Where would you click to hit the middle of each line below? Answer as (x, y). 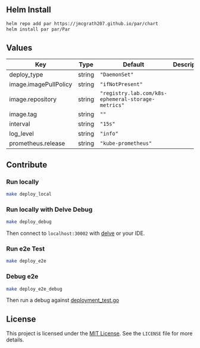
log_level (21, 134)
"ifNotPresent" (121, 84)
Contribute (27, 165)
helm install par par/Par (38, 29)
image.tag (23, 114)
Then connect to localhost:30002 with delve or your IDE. (76, 233)
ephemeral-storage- (128, 99)
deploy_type (26, 75)
